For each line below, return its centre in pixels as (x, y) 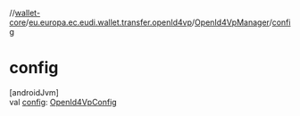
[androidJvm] (34, 92)
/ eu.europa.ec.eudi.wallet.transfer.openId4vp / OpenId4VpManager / (149, 22)
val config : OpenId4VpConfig (63, 102)
